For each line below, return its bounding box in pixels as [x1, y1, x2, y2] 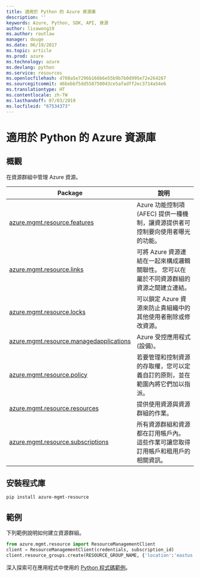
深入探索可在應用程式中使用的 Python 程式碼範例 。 [6, 564, 131, 571]
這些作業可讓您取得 [136, 438, 190, 446]
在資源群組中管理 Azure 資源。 [6, 173, 82, 180]
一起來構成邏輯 [148, 256, 190, 265]
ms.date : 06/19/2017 [6, 42, 58, 48]
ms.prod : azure [6, 53, 44, 59]
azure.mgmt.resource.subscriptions [9, 437, 109, 446]
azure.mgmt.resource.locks [9, 308, 86, 316]
